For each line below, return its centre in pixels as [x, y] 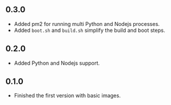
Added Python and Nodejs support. [57, 63]
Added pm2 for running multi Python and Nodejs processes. [87, 24]
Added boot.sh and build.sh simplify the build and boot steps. [90, 30]
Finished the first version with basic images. [67, 96]
